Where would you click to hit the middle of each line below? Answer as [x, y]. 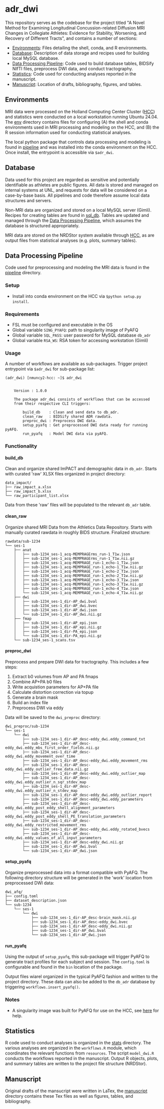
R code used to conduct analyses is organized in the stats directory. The [78, 1043]
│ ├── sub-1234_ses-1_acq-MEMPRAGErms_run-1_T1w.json [72, 554]
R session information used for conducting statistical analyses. [68, 132]
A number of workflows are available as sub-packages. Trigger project [76, 364]
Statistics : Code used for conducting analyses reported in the [74, 74]
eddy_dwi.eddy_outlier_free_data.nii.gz [47, 769]
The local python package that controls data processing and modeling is [78, 142]
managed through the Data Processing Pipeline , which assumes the [73, 220]
